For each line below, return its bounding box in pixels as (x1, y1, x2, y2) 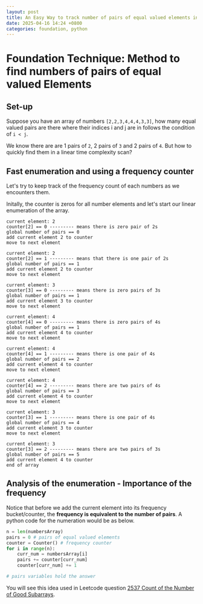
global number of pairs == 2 (6, 356, 80, 363)
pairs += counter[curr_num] (17, 557, 88, 563)
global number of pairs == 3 (6, 388, 80, 394)
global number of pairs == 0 (6, 229, 80, 235)
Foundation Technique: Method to (6, 52, 180, 65)
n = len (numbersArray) (6, 528, 63, 534)
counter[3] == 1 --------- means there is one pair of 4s (6, 415, 155, 421)
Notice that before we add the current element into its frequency (6, 504, 167, 511)
